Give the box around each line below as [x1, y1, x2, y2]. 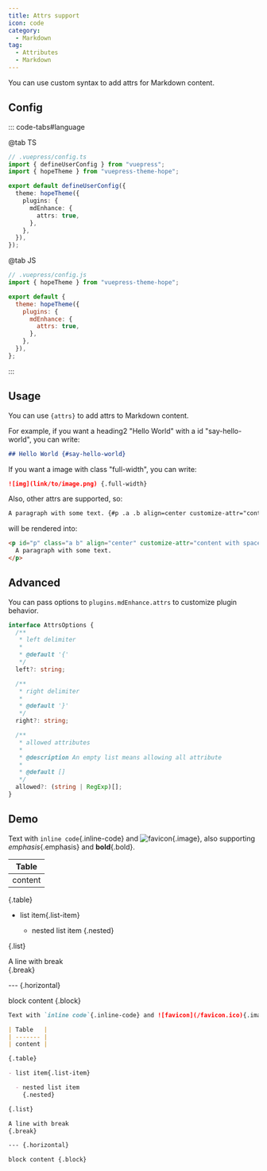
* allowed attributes [18, 738, 91, 747]
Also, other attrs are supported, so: [8, 494, 123, 504]
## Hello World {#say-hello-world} [8, 450, 126, 458]
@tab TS [8, 137, 37, 147]
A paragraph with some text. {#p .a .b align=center [8, 509, 187, 517]
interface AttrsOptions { [8, 621, 94, 629]
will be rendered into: [8, 524, 78, 533]
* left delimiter [18, 636, 77, 644]
